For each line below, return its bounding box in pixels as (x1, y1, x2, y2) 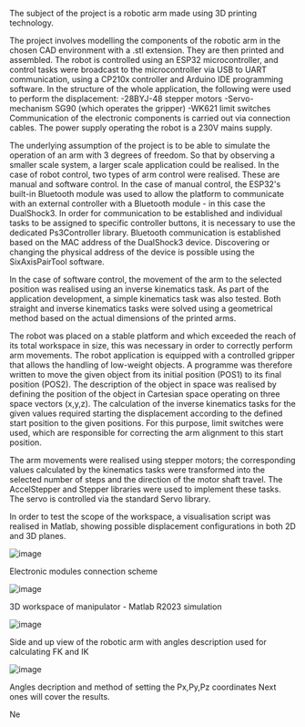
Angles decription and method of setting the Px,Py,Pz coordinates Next (9, 681, 277, 692)
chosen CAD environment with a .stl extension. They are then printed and (9, 45, 285, 56)
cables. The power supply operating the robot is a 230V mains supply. (9, 122, 273, 133)
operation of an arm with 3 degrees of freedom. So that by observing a (9, 150, 276, 161)
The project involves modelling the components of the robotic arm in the (9, 36, 280, 46)
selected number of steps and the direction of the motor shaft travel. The (9, 474, 283, 484)
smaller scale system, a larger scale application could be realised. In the (9, 160, 280, 170)
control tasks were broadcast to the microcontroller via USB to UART (9, 64, 267, 75)
